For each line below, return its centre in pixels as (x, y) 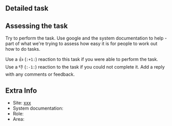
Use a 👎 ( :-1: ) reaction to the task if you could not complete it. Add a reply (85, 67)
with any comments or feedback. (40, 74)
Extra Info (21, 90)
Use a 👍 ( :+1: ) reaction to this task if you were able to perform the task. (82, 59)
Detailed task (27, 8)
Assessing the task (37, 26)
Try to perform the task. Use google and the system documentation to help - (86, 38)
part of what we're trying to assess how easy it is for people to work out (81, 44)
